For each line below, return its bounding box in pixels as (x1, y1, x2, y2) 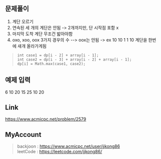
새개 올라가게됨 (17, 43, 47, 49)
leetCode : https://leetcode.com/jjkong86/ (17, 149, 102, 155)
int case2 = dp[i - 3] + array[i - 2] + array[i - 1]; (17, 57, 132, 62)
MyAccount (5, 130, 42, 138)
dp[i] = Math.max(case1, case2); (17, 61, 86, 66)
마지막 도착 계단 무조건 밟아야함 (12, 31, 73, 37)
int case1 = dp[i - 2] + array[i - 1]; (17, 53, 99, 58)
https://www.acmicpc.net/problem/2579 (5, 116, 86, 122)
